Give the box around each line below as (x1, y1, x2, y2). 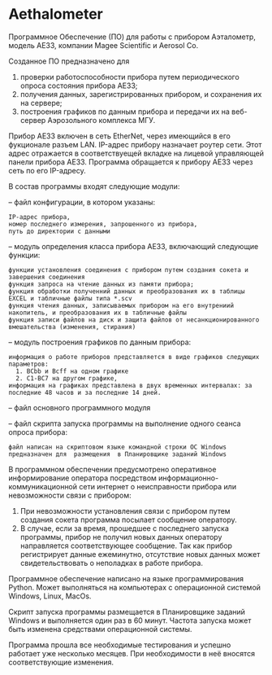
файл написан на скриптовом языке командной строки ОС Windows (8, 443, 227, 451)
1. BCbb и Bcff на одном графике (15, 367, 129, 375)
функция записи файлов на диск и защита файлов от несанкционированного (8, 315, 260, 324)
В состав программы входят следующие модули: (8, 181, 180, 191)
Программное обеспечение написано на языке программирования (8, 573, 244, 583)
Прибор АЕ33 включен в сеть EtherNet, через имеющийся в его (8, 131, 231, 141)
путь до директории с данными (8, 227, 111, 235)
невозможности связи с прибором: (8, 490, 132, 500)
